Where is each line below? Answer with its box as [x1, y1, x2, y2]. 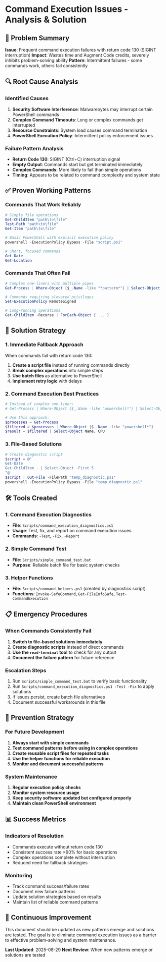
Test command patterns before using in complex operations [12, 745, 138, 751]
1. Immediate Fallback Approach [5, 341, 84, 348]
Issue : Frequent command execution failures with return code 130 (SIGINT [5, 47, 157, 53]
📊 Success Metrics [5, 815, 66, 824]
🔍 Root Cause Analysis [5, 78, 78, 86]
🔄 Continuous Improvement [5, 913, 91, 922]
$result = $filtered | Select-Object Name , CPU [5, 429, 105, 434]
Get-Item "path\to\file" [5, 226, 56, 231]
